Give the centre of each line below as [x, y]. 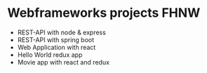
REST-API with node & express [62, 32]
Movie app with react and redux [64, 62]
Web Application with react [56, 47]
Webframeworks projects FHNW [104, 13]
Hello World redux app [50, 55]
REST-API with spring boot [56, 39]
